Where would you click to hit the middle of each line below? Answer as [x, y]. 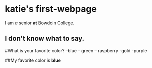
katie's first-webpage [51, 9]
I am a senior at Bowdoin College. [40, 23]
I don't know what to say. [45, 38]
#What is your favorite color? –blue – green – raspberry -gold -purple [76, 50]
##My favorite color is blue [33, 60]
